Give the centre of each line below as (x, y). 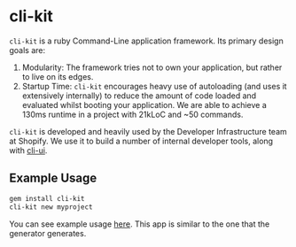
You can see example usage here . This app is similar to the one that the (140, 224)
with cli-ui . (28, 150)
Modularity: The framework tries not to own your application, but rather (152, 67)
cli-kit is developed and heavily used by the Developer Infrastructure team (148, 131)
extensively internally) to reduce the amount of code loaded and (139, 96)
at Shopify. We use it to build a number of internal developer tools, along (141, 141)
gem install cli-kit (47, 198)
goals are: (27, 50)
